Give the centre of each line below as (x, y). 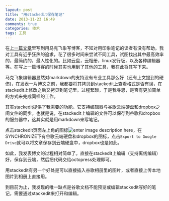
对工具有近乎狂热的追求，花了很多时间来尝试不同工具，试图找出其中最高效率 (84, 54)
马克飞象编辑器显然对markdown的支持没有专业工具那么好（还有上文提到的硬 (84, 77)
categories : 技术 (23, 29)
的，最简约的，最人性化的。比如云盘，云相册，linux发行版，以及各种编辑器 (83, 60)
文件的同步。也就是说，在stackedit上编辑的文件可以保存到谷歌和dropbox (85, 113)
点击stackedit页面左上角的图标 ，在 (74, 130)
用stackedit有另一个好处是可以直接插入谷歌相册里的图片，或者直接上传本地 (83, 170)
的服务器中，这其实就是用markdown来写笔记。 (54, 119)
